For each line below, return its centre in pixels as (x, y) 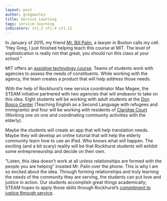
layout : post (19, 10)
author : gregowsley (25, 14)
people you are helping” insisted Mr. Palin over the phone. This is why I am (82, 166)
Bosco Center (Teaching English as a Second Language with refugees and (82, 104)
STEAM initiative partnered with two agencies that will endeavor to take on (82, 94)
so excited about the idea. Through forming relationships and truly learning (82, 172)
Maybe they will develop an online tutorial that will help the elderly (73, 135)
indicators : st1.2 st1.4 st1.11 (39, 28)
